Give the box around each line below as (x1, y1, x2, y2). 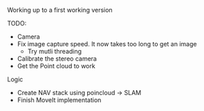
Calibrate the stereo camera (17, 54, 97, 63)
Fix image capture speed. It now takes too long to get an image (17, 40, 197, 48)
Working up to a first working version (7, 6, 113, 14)
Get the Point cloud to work (17, 62, 95, 70)
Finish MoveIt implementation (17, 96, 102, 104)
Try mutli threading (27, 48, 82, 55)
